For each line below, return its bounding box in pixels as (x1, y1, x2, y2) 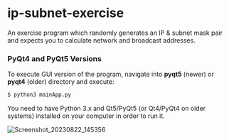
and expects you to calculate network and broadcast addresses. (7, 36, 196, 44)
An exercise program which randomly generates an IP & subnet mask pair (7, 28, 223, 37)
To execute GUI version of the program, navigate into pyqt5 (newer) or (7, 70, 215, 79)
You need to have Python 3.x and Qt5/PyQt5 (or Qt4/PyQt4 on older (7, 104, 206, 113)
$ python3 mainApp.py (7, 91, 72, 99)
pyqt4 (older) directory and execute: (7, 77, 115, 86)
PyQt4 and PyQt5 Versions (7, 53, 102, 63)
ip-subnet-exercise (7, 5, 124, 21)
